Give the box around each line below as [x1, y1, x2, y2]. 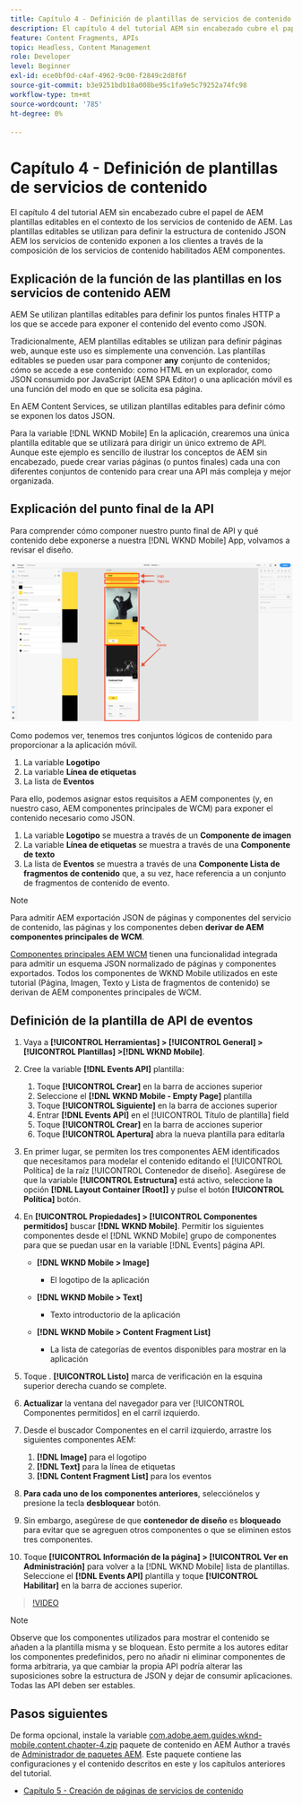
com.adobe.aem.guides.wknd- [148, 1730, 263, 1740]
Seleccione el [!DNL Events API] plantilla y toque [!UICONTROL [22, 1571, 259, 1582]
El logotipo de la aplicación [49, 1275, 150, 1286]
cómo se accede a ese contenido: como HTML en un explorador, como [10, 364, 272, 375]
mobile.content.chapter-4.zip [10, 1739, 118, 1749]
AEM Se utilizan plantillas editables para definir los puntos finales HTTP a [10, 310, 280, 319]
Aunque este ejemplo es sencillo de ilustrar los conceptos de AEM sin [10, 447, 268, 458]
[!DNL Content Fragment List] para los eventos [36, 1471, 212, 1482]
